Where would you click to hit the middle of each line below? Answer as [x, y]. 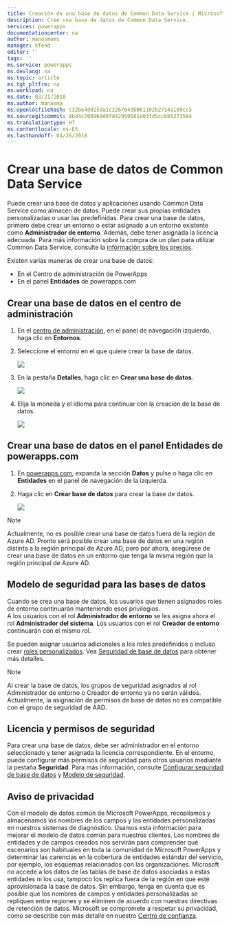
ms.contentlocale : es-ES [43, 129]
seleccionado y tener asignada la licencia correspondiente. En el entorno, [111, 753]
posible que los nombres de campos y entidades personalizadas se [102, 894]
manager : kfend [29, 46]
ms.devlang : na [29, 71]
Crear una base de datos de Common [115, 169]
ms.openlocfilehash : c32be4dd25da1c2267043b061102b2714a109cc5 [100, 110]
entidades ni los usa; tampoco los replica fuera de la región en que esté [108, 879]
